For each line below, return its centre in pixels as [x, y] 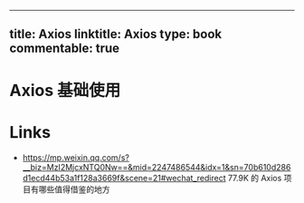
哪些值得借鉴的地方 [74, 189]
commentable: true [65, 48]
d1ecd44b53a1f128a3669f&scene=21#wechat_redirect [124, 178]
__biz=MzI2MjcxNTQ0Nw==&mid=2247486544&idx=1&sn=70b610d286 [157, 167]
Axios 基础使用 [65, 90]
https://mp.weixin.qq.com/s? [76, 157]
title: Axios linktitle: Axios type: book [116, 34]
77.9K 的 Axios [255, 178]
